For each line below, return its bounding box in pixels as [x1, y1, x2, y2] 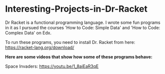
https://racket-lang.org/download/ [5, 44, 74, 50]
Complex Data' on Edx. [5, 30, 52, 36]
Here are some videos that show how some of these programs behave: [5, 54, 153, 59]
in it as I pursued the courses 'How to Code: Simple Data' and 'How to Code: [5, 24, 161, 30]
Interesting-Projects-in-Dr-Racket [5, 3, 148, 15]
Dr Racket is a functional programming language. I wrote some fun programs [5, 19, 161, 25]
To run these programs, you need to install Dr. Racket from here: [5, 39, 135, 45]
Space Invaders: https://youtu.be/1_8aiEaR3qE [5, 63, 99, 69]
